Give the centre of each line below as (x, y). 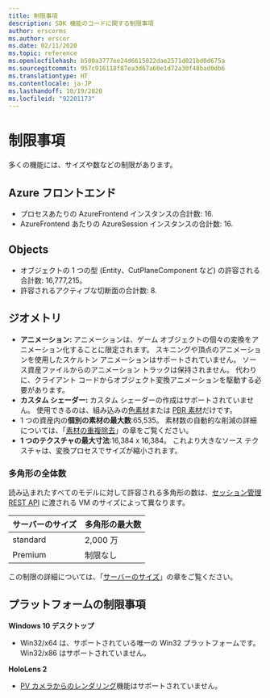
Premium (29, 554)
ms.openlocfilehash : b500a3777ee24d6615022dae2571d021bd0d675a (117, 61)
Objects (29, 250)
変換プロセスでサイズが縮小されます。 (118, 450)
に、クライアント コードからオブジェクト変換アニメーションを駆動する (137, 380)
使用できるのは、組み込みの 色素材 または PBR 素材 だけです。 (137, 410)
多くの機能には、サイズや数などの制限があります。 (93, 165)
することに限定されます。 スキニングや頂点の (145, 349)
